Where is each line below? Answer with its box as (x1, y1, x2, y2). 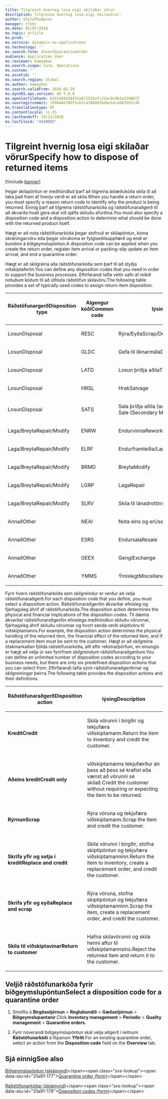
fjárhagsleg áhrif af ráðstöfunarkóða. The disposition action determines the (5, 606, 159, 612)
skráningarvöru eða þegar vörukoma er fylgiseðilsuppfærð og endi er (5, 235, 147, 241)
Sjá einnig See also (5, 1054, 64, 1063)
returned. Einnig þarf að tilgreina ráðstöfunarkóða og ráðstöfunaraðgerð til (5, 204, 158, 210)
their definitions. (5, 675, 39, 681)
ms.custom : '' (5, 68, 35, 73)
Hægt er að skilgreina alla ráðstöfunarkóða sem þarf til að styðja (5, 261, 137, 267)
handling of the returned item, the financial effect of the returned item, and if (5, 633, 162, 639)
